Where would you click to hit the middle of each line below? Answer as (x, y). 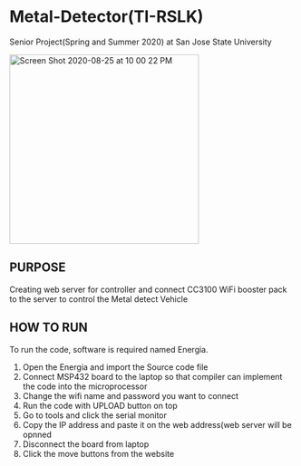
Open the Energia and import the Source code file (115, 367)
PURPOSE (38, 268)
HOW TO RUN (49, 328)
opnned (37, 434)
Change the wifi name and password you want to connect (130, 395)
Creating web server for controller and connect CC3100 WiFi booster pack (148, 289)
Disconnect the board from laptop (86, 444)
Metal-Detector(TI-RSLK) (107, 17)
